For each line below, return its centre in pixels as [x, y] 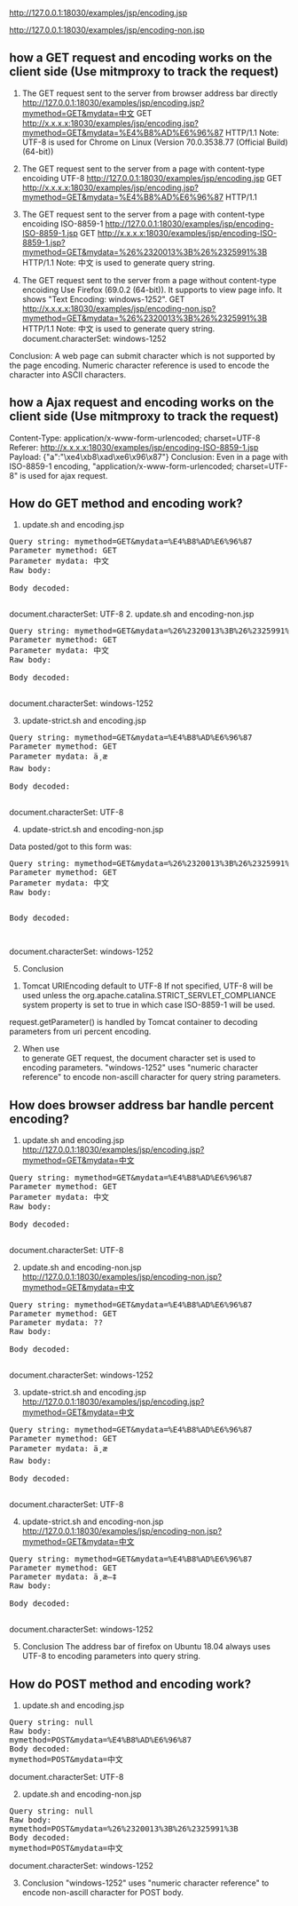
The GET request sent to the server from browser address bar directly [149, 93]
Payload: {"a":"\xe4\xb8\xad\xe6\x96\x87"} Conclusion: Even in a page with [149, 457]
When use [41, 1049]
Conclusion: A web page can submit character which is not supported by [142, 355]
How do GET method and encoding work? [126, 504]
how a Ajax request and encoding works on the [142, 403]
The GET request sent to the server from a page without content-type [149, 280]
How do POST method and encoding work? [130, 1684]
